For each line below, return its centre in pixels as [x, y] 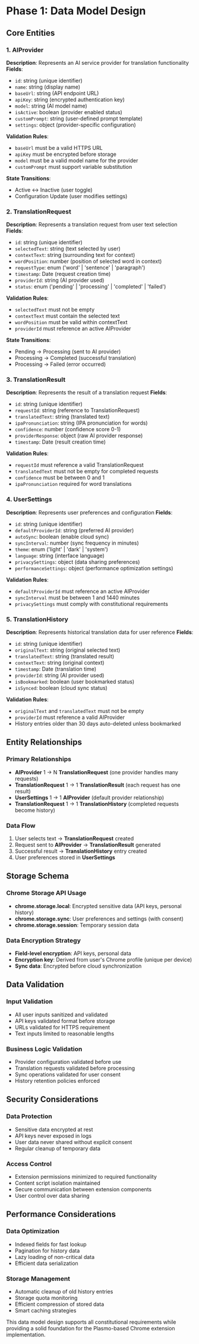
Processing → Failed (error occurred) [60, 365]
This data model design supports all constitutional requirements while [91, 1322]
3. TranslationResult [36, 380]
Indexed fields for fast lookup [51, 1244]
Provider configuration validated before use [68, 1062]
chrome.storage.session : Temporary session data [77, 925]
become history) [35, 810]
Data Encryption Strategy [44, 940]
